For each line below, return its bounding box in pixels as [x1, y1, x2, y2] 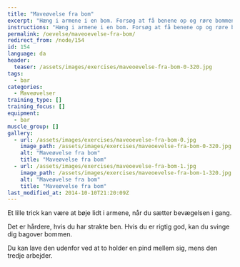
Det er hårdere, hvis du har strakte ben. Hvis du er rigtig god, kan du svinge [7, 222, 230, 231]
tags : [7, 70, 24, 77]
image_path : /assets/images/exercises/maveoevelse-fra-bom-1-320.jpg [20, 169, 232, 177]
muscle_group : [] [7, 122, 59, 130]
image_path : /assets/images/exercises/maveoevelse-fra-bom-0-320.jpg [20, 143, 232, 150]
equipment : [7, 110, 40, 117]
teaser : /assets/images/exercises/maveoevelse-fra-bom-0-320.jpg [14, 63, 213, 70]
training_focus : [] [7, 103, 66, 110]
